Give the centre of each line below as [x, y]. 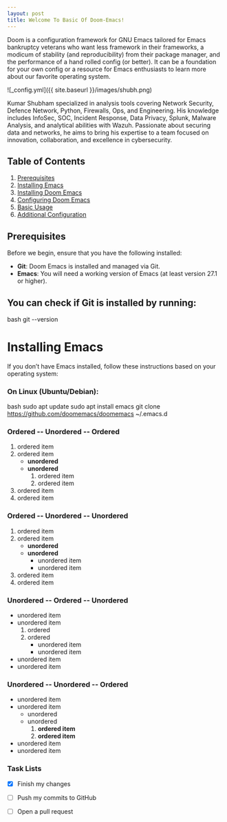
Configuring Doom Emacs [54, 200]
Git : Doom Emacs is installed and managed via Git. [88, 266]
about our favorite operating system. [59, 76]
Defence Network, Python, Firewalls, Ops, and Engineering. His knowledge [113, 110]
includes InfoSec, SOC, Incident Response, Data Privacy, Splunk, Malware [112, 117]
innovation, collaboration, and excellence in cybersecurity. [90, 139]
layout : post [26, 13]
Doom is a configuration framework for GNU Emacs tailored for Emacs [107, 39]
